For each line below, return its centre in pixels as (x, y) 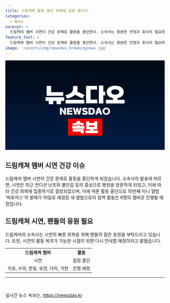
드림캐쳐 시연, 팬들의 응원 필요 (49, 221)
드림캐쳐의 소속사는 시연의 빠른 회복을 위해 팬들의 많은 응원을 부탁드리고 (76, 234)
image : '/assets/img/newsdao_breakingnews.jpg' (56, 48)
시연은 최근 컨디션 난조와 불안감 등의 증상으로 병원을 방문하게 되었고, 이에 (84, 185)
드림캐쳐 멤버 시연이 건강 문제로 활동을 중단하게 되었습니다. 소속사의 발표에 (79, 179)
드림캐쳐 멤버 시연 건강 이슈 (45, 165)
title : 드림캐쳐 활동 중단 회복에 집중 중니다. (48, 11)
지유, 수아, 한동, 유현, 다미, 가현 (38, 269)
